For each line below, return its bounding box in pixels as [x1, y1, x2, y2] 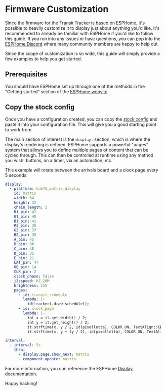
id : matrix [14, 191, 37, 196]
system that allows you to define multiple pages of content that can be [5, 147, 149, 153]
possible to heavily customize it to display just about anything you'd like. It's [5, 25, 160, 31]
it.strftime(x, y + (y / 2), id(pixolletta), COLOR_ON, [27, 329, 145, 334]
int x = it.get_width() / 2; [27, 315, 87, 320]
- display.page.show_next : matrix [18, 352, 90, 357]
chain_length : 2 [14, 205, 48, 210]
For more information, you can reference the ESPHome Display [5, 365, 133, 371]
